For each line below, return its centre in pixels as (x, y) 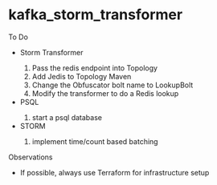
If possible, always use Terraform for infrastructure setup (115, 172)
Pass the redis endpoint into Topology (95, 68)
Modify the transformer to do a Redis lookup (105, 93)
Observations (31, 157)
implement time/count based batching (95, 141)
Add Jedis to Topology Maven (82, 76)
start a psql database (67, 117)
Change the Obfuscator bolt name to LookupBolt (113, 85)
